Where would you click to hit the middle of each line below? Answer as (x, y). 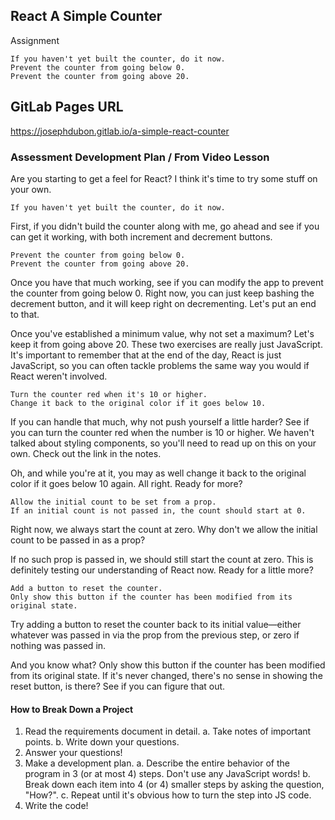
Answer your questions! (73, 753)
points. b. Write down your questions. (102, 742)
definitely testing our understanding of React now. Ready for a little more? (162, 570)
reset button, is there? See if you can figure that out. (118, 686)
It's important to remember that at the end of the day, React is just (146, 355)
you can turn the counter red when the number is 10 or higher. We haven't (162, 432)
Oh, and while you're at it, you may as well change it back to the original (158, 473)
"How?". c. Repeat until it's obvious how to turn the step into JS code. (168, 795)
